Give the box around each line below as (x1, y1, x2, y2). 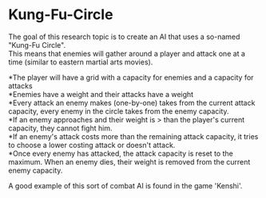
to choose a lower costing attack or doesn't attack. (8, 140, 176, 149)
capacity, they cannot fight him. (8, 123, 113, 133)
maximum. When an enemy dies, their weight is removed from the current (8, 157, 251, 166)
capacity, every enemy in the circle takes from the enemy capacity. (8, 106, 229, 116)
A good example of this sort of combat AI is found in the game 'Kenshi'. (8, 181, 243, 190)
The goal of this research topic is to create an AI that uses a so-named (8, 32, 240, 41)
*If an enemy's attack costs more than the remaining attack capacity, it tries (8, 131, 259, 141)
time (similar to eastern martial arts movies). (8, 57, 153, 67)
